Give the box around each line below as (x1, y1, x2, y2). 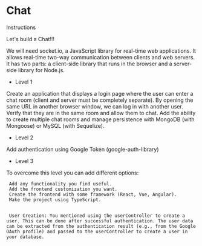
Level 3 (15, 157, 34, 164)
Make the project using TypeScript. (8, 196, 102, 203)
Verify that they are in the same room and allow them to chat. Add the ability (6, 109, 196, 116)
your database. (6, 234, 45, 240)
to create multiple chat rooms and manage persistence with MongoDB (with (6, 116, 195, 123)
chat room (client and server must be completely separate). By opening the (6, 96, 194, 104)
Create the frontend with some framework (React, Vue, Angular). (8, 191, 177, 198)
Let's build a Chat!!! (6, 35, 55, 42)
